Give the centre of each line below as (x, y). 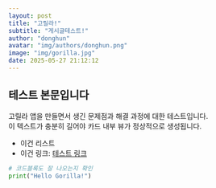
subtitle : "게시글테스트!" (48, 31)
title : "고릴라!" (35, 23)
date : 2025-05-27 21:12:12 (54, 61)
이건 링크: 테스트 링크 (53, 153)
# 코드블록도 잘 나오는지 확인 (51, 168)
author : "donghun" (39, 38)
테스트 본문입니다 (49, 95)
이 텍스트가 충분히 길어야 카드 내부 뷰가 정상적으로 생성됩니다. (105, 126)
